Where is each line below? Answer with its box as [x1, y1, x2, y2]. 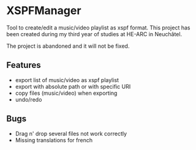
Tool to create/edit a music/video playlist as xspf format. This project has [6, 24, 190, 31]
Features [6, 60, 41, 70]
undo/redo [15, 96, 42, 103]
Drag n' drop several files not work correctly [15, 130, 127, 137]
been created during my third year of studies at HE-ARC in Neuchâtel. [6, 30, 183, 37]
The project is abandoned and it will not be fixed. [6, 42, 130, 50]
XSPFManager [6, 4, 81, 18]
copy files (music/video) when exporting [15, 89, 118, 97]
